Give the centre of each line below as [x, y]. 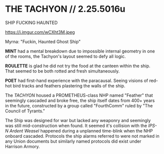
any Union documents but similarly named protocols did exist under [73, 141]
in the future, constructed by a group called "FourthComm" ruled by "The [79, 105]
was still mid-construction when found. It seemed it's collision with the [76, 126]
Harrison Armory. [23, 146]
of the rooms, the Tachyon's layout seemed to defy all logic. [65, 56]
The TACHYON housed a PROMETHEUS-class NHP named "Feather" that [79, 95]
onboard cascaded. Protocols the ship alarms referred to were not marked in [82, 136]
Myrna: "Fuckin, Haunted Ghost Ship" [43, 41]
